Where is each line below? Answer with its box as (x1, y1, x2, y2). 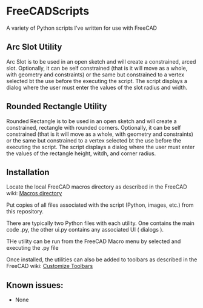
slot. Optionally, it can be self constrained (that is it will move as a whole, (6, 64, 188, 72)
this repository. (6, 208, 44, 215)
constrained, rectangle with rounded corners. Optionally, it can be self (6, 124, 181, 131)
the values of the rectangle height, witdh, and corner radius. (6, 150, 156, 157)
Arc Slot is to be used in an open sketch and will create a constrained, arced (6, 58, 196, 65)
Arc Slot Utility (6, 42, 62, 52)
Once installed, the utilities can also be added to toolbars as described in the (6, 256, 198, 263)
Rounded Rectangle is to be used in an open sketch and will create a (6, 117, 177, 125)
